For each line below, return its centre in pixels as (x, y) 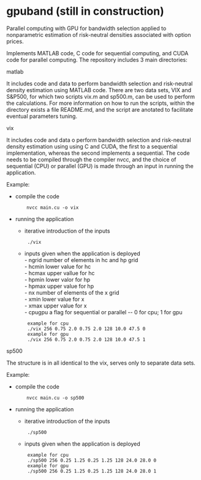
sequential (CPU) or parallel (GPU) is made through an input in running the (100, 166)
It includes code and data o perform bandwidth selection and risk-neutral (99, 140)
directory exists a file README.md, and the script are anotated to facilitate (100, 109)
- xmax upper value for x (55, 306)
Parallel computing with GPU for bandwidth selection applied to (86, 28)
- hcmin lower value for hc (58, 266)
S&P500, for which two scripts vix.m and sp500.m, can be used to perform (100, 96)
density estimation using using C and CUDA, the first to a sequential (92, 146)
